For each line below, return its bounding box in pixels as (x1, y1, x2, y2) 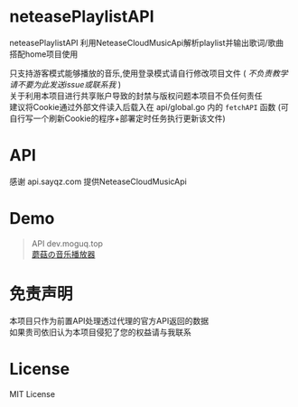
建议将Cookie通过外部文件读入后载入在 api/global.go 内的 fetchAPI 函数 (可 (9, 101, 289, 112)
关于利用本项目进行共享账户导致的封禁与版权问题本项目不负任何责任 (9, 90, 263, 101)
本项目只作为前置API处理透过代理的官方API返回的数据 (9, 315, 210, 326)
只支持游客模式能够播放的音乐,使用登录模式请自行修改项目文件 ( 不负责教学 (9, 68, 289, 79)
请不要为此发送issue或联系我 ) (9, 79, 122, 89)
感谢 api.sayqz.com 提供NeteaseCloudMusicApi (9, 176, 187, 187)
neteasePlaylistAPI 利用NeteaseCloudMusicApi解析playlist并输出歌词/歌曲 (9, 37, 284, 48)
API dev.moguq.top (31, 237, 104, 249)
